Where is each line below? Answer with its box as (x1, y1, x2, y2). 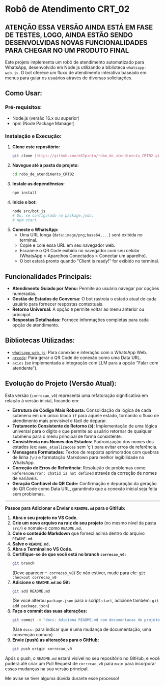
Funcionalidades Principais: (5, 272, 92, 281)
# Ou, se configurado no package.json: (12, 213, 94, 218)
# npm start (12, 218, 37, 223)
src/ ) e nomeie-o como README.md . (12, 525, 82, 531)
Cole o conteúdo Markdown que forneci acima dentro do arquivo (12, 530, 145, 536)
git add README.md (12, 588, 50, 594)
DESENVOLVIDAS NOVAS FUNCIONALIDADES (5, 38, 148, 47)
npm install (12, 190, 37, 195)
